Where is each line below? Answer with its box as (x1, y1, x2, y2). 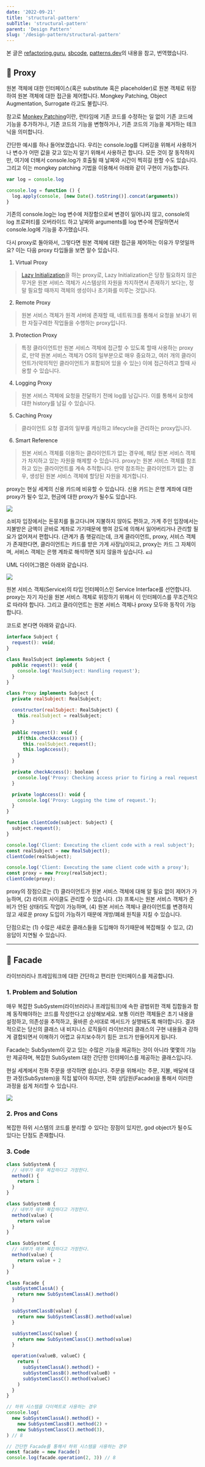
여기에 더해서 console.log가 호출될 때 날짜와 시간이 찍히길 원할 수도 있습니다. (14, 156, 198, 164)
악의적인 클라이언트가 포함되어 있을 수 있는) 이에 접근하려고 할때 (38, 360, 190, 367)
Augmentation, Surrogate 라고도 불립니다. (6, 99, 109, 107)
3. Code (6, 1147, 31, 1156)
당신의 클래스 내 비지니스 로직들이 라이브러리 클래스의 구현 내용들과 (27, 1025, 187, 1033)
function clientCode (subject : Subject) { (6, 820, 113, 826)
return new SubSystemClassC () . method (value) (17, 1336, 132, 1342)
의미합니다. (17, 128, 45, 135)
